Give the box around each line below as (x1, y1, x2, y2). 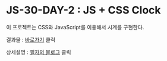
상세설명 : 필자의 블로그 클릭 (6, 48, 71, 56)
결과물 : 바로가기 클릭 (6, 36, 55, 43)
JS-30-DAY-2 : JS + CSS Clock (6, 4, 162, 17)
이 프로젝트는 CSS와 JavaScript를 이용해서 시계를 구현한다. (6, 23, 144, 30)
